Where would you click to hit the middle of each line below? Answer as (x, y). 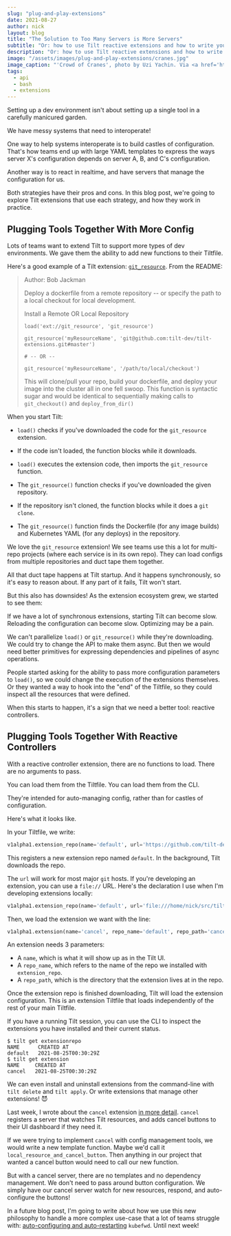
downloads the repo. (36, 865)
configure (21, 1197)
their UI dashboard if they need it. (55, 1127)
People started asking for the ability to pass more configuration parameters (113, 672)
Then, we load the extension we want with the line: (79, 919)
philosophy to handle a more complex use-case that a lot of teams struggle (113, 1218)
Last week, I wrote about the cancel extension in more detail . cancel (103, 1112)
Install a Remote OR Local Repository (76, 314)
